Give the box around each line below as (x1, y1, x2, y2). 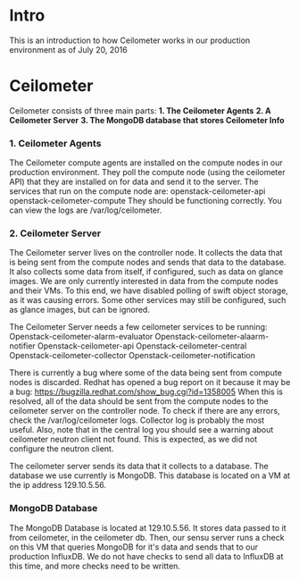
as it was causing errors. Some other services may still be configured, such (9, 295, 287, 306)
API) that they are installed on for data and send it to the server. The (9, 176, 259, 188)
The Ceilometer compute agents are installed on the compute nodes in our (9, 157, 283, 168)
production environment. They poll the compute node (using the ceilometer (9, 167, 286, 178)
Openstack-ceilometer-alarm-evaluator (9, 332, 154, 342)
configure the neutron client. (9, 443, 114, 454)
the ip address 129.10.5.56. (9, 480, 107, 491)
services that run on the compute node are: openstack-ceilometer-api (9, 186, 266, 197)
